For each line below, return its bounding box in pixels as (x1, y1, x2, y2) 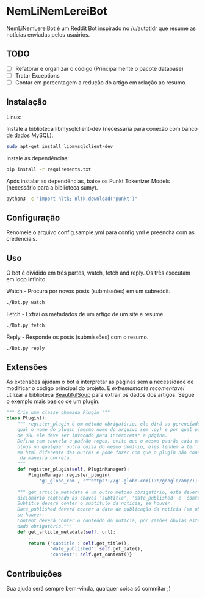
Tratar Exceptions (15, 72, 60, 79)
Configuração (6, 212, 60, 223)
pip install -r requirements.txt (6, 166, 92, 172)
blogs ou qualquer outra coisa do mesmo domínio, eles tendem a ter (17, 443, 195, 450)
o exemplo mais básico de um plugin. (6, 397, 100, 405)
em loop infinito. (6, 276, 47, 282)
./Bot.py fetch (6, 322, 45, 328)
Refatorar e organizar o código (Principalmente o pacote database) (15, 65, 184, 72)
